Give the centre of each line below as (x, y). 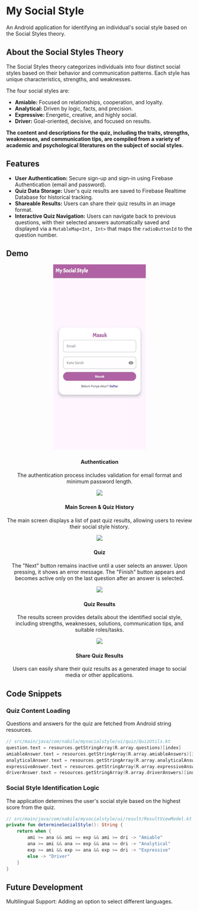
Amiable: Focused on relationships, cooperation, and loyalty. (89, 102)
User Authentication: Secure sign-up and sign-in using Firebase (94, 178)
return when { (34, 832)
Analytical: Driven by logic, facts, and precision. (74, 109)
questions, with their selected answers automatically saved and (92, 222)
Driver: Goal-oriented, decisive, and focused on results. (83, 121)
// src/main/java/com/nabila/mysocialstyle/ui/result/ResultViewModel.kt (99, 819)
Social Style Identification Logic (53, 788)
